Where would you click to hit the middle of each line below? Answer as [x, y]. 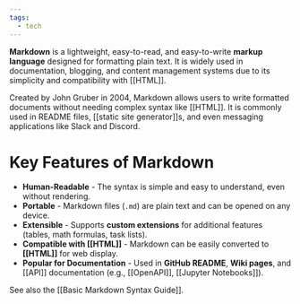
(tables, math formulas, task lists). [85, 235]
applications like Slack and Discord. [75, 126]
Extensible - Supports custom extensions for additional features [142, 225]
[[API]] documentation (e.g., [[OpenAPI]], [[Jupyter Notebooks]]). [143, 273]
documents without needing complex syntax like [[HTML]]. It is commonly [146, 107]
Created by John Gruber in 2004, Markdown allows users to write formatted [149, 97]
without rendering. [56, 196]
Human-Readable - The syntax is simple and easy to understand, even [153, 187]
